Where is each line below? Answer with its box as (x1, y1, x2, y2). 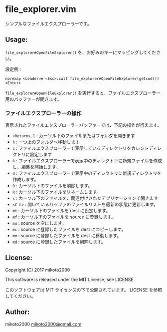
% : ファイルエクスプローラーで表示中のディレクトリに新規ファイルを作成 (12, 158, 162, 164)
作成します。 (12, 176, 39, 183)
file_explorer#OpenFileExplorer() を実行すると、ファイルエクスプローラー (5, 90, 161, 96)
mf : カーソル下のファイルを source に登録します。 (12, 214, 116, 220)
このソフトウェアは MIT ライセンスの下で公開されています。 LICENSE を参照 (5, 287, 163, 293)
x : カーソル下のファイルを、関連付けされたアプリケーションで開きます (12, 195, 159, 201)
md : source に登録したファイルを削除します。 (12, 239, 106, 245)
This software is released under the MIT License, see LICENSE (5, 276, 134, 283)
